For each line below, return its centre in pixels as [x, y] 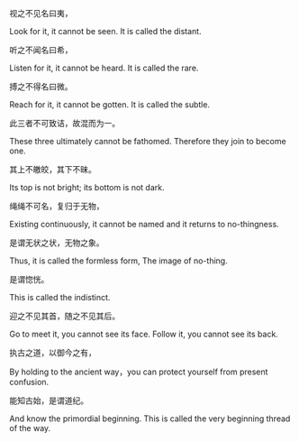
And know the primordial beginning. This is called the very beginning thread [150, 419]
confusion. [29, 382]
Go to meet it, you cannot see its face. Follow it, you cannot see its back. [144, 334]
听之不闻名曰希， [41, 50]
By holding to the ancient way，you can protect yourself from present [139, 372]
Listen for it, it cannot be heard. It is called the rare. [104, 68]
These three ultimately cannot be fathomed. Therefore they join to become [148, 141]
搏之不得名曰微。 [41, 87]
